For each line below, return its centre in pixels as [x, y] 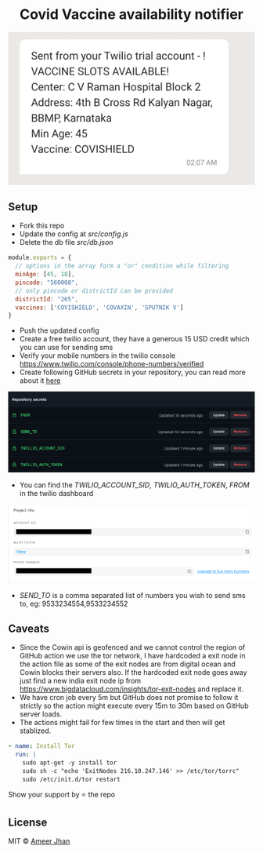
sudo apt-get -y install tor [70, 763]
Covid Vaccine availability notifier [131, 15]
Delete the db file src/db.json [66, 242]
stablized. [35, 731]
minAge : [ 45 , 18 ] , [45, 275]
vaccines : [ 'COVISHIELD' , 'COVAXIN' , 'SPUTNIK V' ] [99, 308]
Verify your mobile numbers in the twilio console [97, 355]
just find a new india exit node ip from [80, 681]
